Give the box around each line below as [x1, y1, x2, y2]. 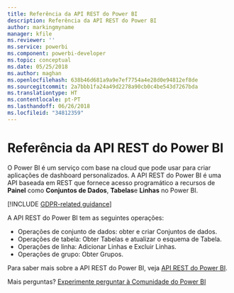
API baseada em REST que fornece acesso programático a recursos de [7, 178, 216, 187]
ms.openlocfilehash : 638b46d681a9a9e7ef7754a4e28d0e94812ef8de [7, 76, 199, 84]
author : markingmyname [7, 23, 74, 31]
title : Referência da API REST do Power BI [7, 10, 138, 18]
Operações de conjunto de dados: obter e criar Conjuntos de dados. [17, 227, 218, 236]
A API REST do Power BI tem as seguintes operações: [7, 214, 165, 222]
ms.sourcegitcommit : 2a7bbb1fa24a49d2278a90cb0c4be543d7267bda [7, 83, 199, 90]
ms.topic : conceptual [7, 57, 72, 64]
